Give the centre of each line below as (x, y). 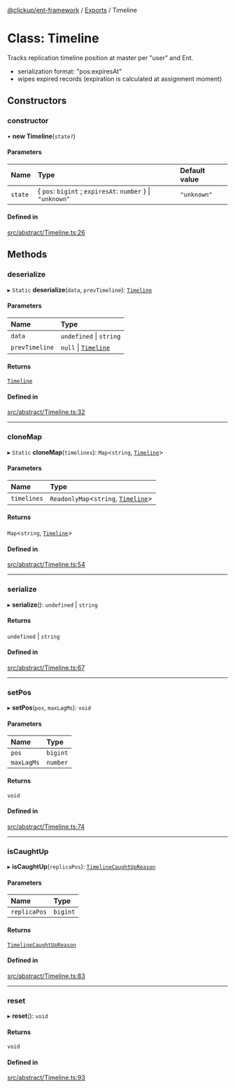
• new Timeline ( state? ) (41, 136)
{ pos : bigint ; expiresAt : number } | (94, 191)
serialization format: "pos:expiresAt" (70, 71)
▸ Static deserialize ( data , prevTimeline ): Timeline (80, 289)
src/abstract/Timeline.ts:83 (46, 976)
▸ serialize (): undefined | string (52, 605)
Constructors (37, 101)
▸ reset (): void (28, 1016)
